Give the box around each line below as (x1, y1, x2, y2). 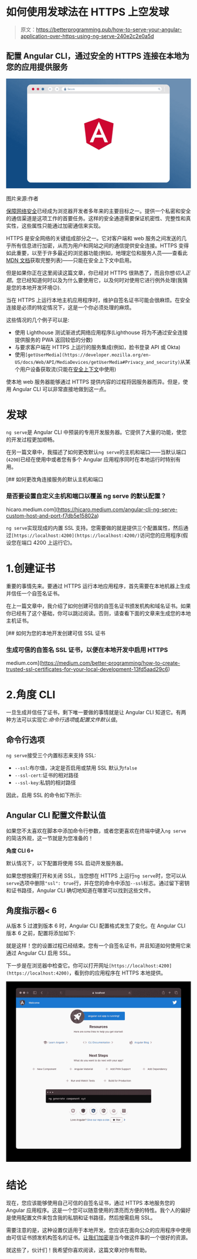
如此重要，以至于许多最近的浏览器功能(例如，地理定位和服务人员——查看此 (6, 249, 188, 256)
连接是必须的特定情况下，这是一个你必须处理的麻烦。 (6, 304, 135, 311)
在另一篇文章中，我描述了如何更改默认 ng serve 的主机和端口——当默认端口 (6, 449, 186, 456)
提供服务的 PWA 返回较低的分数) (14, 336, 93, 343)
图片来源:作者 (6, 195, 39, 202)
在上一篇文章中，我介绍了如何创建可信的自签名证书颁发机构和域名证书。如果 (6, 602, 191, 609)
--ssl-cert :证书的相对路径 (14, 771, 79, 778)
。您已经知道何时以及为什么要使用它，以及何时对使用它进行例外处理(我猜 (11, 276, 188, 283)
